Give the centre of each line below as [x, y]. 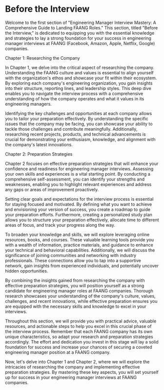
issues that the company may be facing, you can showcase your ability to [79, 124]
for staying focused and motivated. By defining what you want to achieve [79, 204]
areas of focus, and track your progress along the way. [60, 225]
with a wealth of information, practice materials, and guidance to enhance [79, 245]
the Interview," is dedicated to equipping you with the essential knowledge [80, 33]
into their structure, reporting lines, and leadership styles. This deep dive [78, 88]
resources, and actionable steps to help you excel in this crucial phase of [78, 326]
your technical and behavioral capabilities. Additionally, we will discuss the [80, 250]
